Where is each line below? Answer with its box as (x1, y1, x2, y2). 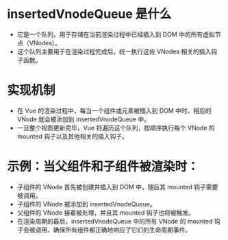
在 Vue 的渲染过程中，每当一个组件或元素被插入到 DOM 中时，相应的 (16, 106, 212, 115)
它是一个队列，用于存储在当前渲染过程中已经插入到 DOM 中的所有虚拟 (16, 30, 216, 38)
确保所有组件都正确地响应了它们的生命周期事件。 (53, 226, 192, 234)
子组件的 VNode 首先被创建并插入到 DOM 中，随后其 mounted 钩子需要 (16, 182, 218, 191)
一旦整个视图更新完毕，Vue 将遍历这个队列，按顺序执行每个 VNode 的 (16, 123, 216, 132)
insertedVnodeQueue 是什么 (7, 6, 172, 22)
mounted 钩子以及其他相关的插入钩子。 (16, 132, 129, 141)
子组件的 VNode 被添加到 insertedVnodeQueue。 (16, 200, 156, 208)
